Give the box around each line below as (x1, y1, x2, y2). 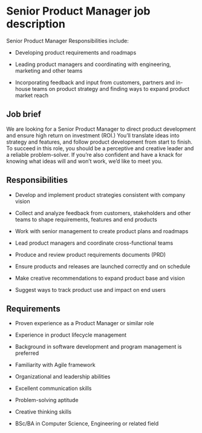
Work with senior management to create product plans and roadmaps (15, 227, 189, 234)
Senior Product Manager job (6, 4, 151, 18)
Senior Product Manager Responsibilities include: (6, 37, 129, 44)
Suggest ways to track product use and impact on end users (15, 286, 166, 293)
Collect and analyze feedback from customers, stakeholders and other (15, 209, 191, 216)
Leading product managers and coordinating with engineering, (15, 61, 171, 68)
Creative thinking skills (15, 408, 71, 415)
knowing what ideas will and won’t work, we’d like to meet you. (6, 157, 163, 165)
